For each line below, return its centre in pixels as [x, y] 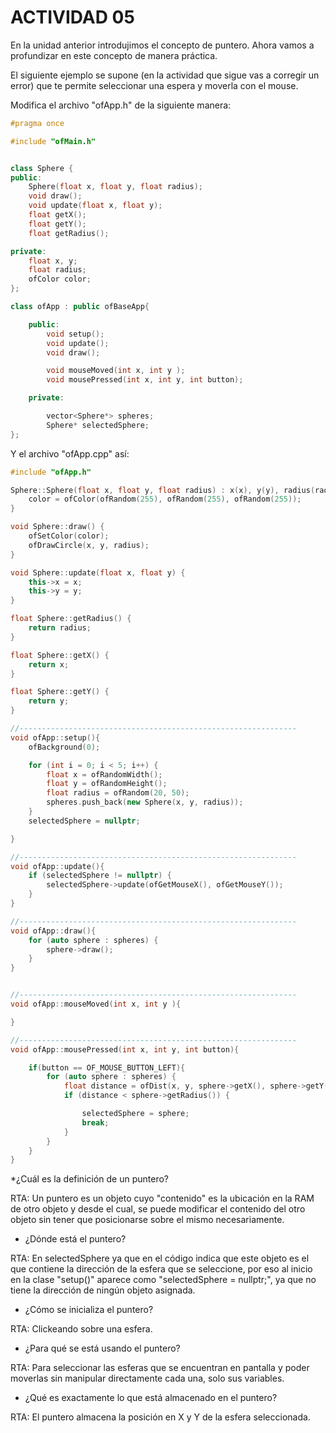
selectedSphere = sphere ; [135, 1114]
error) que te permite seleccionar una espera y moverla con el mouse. [154, 85]
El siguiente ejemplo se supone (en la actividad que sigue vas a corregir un [165, 75]
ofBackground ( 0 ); [64, 747]
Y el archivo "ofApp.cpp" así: [70, 453]
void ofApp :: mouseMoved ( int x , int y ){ [96, 1004]
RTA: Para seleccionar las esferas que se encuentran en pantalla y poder [160, 1368]
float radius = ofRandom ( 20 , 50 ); [118, 793]
